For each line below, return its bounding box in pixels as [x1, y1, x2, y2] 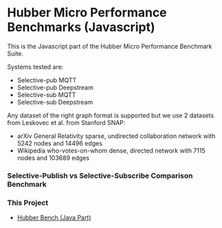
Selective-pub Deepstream [16, 83, 94, 91]
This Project [7, 198, 49, 207]
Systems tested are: [7, 62, 64, 71]
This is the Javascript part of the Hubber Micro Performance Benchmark [7, 42, 212, 50]
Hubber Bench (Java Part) [16, 214, 91, 222]
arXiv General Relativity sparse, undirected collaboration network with [16, 132, 216, 140]
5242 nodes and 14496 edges [16, 139, 103, 147]
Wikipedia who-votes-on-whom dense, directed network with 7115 [16, 146, 206, 155]
